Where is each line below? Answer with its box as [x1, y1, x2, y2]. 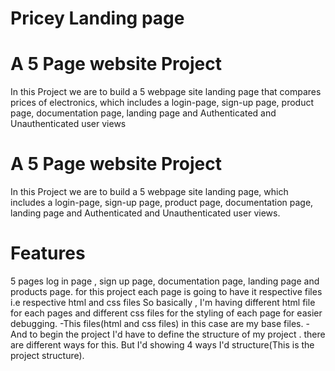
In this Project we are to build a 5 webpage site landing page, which [10, 186, 289, 198]
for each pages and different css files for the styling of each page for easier [10, 307, 323, 319]
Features [10, 242, 86, 265]
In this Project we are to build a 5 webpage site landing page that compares [10, 86, 322, 98]
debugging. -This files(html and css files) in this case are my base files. [10, 318, 304, 329]
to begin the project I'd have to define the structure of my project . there [29, 328, 326, 340]
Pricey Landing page [10, 7, 185, 30]
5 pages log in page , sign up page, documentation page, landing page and [10, 275, 320, 287]
